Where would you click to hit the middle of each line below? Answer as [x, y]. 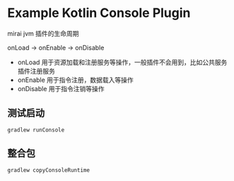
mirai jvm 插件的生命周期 [43, 33]
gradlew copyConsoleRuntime [49, 170]
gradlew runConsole [36, 130]
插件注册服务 [36, 71]
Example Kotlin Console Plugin [99, 13]
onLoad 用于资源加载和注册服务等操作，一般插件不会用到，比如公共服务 [122, 62]
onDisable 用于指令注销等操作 [61, 88]
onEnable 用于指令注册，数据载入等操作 [76, 80]
